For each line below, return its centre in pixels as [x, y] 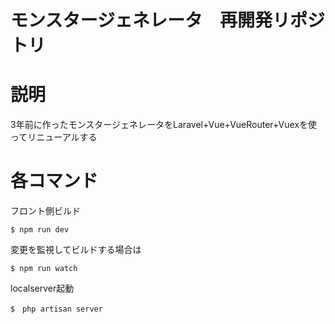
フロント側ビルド [45, 211]
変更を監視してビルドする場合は [76, 250]
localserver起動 [42, 288]
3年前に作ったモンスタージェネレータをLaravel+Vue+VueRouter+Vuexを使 [164, 125]
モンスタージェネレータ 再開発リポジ [167, 20]
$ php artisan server [56, 309]
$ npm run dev [40, 230]
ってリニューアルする [54, 137]
